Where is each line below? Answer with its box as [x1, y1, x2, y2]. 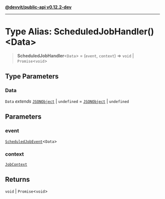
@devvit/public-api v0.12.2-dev [5, 4, 72, 10]
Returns [5, 175, 30, 184]
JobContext [5, 162, 27, 167]
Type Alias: [5, 26, 53, 37]
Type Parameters [5, 72, 59, 81]
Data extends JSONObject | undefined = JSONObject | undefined [5, 98, 129, 104]
